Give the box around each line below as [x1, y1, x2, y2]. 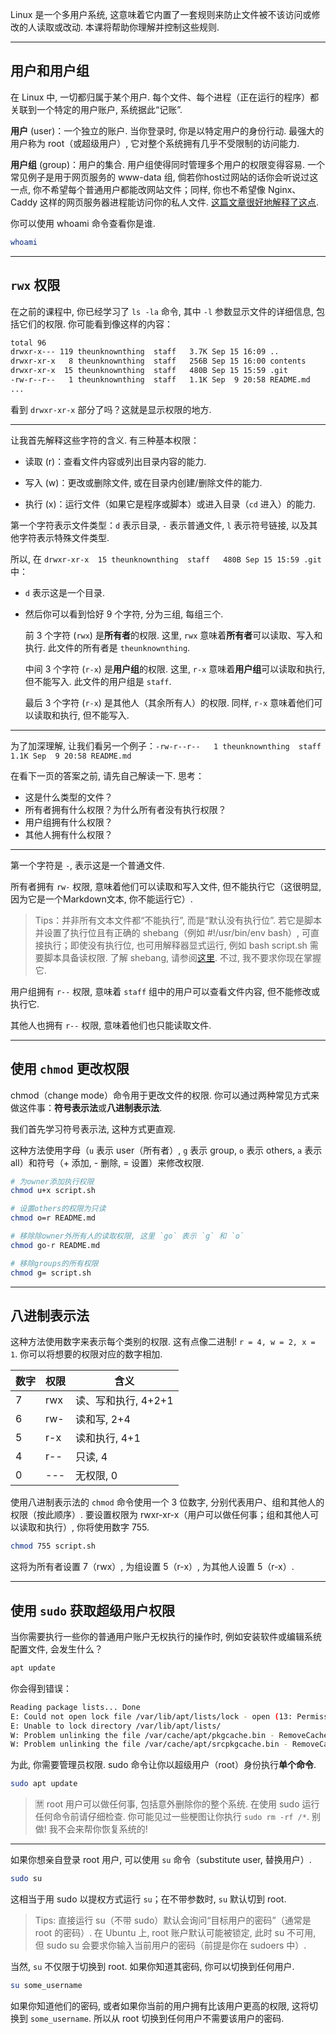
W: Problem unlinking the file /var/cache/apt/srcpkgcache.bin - [10, 1739, 288, 1750]
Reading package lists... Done [10, 1702, 141, 1712]
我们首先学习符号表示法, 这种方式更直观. [10, 1123, 177, 1135]
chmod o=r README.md [10, 1213, 97, 1223]
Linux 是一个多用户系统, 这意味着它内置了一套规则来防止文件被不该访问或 [10, 9, 312, 20]
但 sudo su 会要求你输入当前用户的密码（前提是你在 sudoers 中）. [34, 1939, 307, 1952]
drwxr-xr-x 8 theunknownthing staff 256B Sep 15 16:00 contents [10, 356, 307, 367]
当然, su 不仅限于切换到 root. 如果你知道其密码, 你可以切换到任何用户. [10, 1961, 295, 1973]
